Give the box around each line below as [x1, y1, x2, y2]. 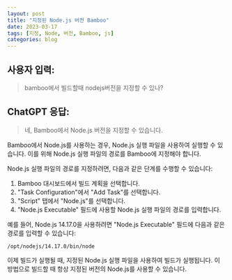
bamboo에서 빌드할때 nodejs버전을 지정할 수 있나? [24, 83, 164, 91]
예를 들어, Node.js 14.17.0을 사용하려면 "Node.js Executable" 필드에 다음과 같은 [7, 220, 225, 228]
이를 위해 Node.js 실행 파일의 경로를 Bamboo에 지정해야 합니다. [27, 149, 201, 158]
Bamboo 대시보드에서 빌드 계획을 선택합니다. [17, 179, 141, 187]
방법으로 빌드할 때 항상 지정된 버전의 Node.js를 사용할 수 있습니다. [7, 265, 187, 273]
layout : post [7, 10, 45, 17]
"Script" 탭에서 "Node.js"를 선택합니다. [17, 196, 126, 205]
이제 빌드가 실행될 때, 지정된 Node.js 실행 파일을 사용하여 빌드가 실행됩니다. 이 [7, 256, 221, 264]
